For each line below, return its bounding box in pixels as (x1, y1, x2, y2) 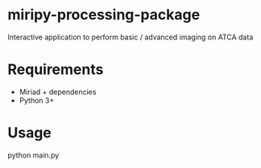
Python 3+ (19, 95, 55, 105)
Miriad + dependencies (19, 87, 97, 96)
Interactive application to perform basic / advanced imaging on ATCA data (7, 32, 254, 42)
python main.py (7, 150, 60, 160)
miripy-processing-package (7, 6, 201, 24)
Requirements (7, 60, 104, 79)
